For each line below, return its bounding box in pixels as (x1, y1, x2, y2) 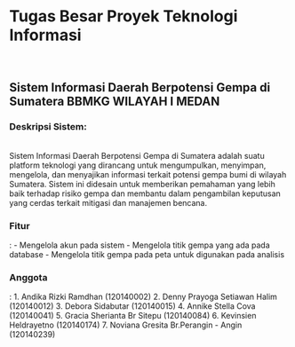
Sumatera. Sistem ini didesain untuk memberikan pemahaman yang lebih (9, 178, 275, 189)
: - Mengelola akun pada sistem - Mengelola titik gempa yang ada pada (9, 240, 271, 250)
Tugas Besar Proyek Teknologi (9, 6, 238, 27)
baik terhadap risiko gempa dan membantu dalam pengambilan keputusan (9, 188, 282, 199)
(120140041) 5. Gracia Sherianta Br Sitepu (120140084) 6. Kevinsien (9, 311, 257, 321)
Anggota (9, 271, 48, 283)
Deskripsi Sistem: (9, 121, 87, 133)
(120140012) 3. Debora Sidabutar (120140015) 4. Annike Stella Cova (9, 301, 256, 312)
